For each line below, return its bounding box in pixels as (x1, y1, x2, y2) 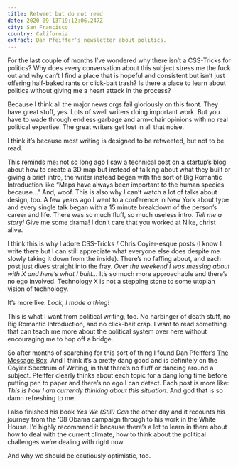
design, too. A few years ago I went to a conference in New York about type (7, 196, 229, 204)
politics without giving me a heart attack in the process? (7, 87, 171, 95)
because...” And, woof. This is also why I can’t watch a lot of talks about (7, 188, 218, 197)
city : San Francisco (7, 23, 69, 31)
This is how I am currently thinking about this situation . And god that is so (7, 386, 224, 395)
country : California (7, 30, 69, 38)
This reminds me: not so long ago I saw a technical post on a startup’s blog (7, 158, 227, 167)
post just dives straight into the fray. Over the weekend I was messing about (7, 262, 230, 270)
